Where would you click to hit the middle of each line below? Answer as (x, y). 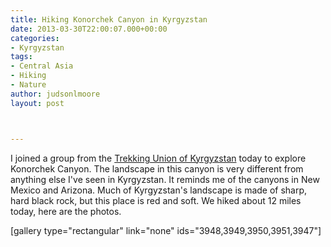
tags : (21, 57)
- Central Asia (42, 66)
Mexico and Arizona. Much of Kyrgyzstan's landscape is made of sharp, (159, 190)
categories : (35, 38)
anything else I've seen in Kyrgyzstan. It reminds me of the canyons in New (165, 179)
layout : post (37, 103)
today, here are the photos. (66, 211)
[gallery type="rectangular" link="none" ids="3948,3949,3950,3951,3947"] (166, 230)
